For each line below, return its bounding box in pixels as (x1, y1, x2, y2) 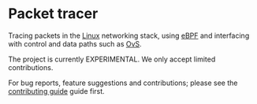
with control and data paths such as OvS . (8, 39, 142, 48)
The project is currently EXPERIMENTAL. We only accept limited (8, 54, 216, 64)
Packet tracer (8, 5, 99, 23)
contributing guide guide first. (8, 86, 105, 95)
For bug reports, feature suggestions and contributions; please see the (8, 78, 238, 87)
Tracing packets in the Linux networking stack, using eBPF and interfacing (8, 31, 250, 40)
